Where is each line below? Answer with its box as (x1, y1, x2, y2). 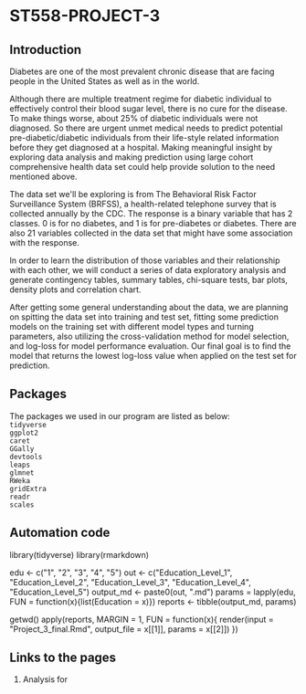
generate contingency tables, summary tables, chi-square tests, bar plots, (9, 275, 288, 285)
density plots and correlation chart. (9, 284, 142, 295)
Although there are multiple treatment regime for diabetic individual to (9, 93, 272, 104)
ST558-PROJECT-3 (9, 5, 161, 26)
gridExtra (9, 484, 47, 493)
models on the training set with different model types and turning (9, 321, 254, 331)
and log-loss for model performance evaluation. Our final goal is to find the (9, 341, 291, 352)
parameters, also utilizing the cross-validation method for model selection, (9, 331, 290, 342)
